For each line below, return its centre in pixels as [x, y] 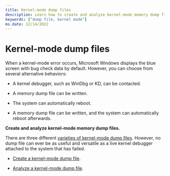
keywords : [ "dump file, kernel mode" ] [46, 19]
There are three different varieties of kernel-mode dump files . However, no [83, 138]
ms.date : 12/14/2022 [27, 24]
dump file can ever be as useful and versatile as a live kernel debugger [79, 143]
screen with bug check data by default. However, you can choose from [79, 68]
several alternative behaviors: [36, 74]
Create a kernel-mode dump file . [47, 159]
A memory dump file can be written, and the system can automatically [86, 113]
